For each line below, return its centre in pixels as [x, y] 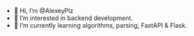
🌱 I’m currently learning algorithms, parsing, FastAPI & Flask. [100, 25]
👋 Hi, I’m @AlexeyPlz [43, 11]
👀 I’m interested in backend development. [73, 18]
